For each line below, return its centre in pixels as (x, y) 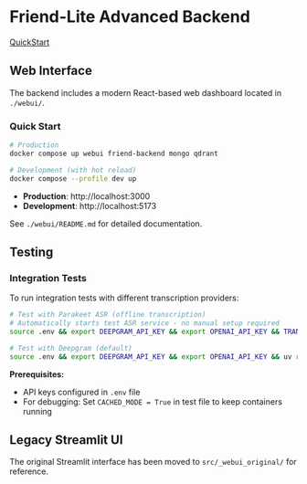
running (37, 411)
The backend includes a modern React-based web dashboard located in (145, 92)
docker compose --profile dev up (73, 179)
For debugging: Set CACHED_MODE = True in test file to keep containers (153, 401)
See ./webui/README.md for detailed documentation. (106, 223)
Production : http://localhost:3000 (86, 196)
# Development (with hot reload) (73, 170)
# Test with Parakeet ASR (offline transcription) (108, 315)
